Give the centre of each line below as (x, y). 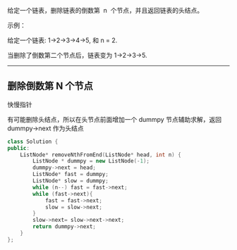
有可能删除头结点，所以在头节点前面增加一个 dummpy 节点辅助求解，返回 (115, 119)
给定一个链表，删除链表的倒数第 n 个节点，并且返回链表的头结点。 (105, 10)
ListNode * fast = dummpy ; (71, 175)
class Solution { (33, 142)
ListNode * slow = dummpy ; (71, 181)
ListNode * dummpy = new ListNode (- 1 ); (91, 161)
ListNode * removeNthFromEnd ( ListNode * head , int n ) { (101, 155)
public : (19, 148)
